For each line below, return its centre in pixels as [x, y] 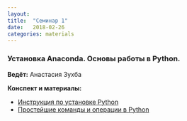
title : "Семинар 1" [38, 21]
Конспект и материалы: [45, 88]
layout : [19, 14]
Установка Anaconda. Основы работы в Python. [94, 59]
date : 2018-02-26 [36, 27]
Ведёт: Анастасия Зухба [45, 74]
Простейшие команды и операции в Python [83, 109]
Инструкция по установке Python [68, 102]
